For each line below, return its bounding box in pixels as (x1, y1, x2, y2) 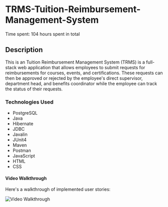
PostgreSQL (12, 110, 38, 116)
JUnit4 (12, 137, 27, 143)
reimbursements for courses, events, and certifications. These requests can (5, 70, 163, 76)
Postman (12, 147, 31, 153)
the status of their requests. (5, 86, 63, 92)
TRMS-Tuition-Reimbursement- (5, 4, 141, 15)
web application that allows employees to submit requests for (17, 64, 145, 70)
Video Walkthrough (5, 175, 47, 181)
